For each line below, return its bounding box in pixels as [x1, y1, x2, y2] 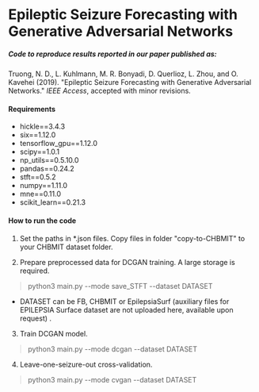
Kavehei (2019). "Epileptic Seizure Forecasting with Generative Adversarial [8, 78, 252, 87]
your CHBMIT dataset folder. [19, 242, 113, 252]
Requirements [8, 104, 56, 113]
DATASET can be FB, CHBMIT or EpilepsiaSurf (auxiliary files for [19, 296, 230, 306]
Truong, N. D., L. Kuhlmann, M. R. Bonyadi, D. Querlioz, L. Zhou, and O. [8, 69, 239, 79]
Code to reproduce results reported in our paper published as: [8, 49, 218, 59]
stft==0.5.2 [19, 172, 57, 182]
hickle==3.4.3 [19, 121, 66, 132]
